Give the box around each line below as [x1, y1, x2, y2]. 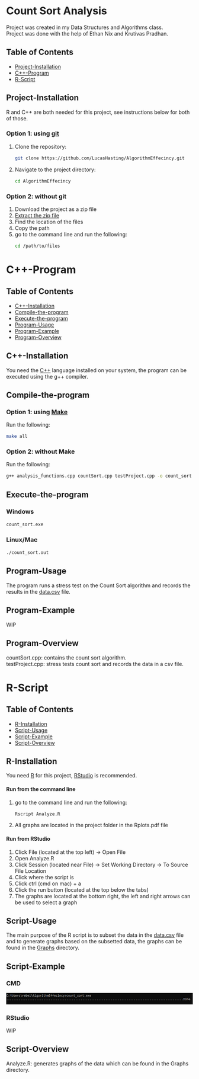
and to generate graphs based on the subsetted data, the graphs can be [6, 938, 182, 945]
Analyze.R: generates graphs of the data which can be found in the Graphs [6, 1059, 189, 1067]
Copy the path [14, 224, 50, 232]
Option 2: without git [6, 192, 67, 200]
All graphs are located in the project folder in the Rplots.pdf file [14, 822, 169, 829]
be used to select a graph [14, 899, 78, 906]
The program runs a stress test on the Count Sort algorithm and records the [6, 582, 191, 589]
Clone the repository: [14, 143, 67, 150]
